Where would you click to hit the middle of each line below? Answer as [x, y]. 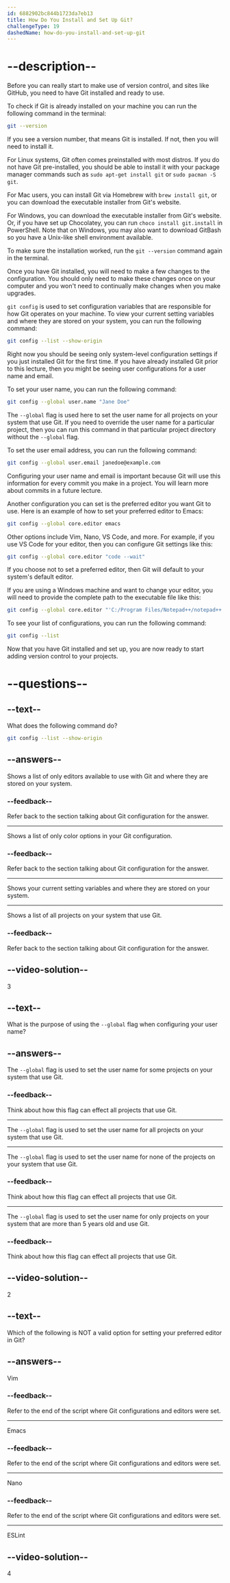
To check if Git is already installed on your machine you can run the [102, 106]
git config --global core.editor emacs [64, 523]
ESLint [16, 1536]
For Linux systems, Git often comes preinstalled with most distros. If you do [113, 160]
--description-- [52, 67]
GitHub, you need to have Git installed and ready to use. [86, 93]
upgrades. [22, 293]
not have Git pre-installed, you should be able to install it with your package [114, 167]
